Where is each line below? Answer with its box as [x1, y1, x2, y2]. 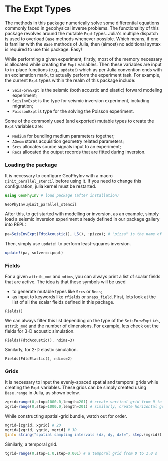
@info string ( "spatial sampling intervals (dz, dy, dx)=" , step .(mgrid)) [5, 432, 162, 437]
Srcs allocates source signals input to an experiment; [12, 143, 121, 149]
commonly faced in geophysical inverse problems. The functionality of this [5, 25, 159, 31]
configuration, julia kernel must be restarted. [5, 183, 96, 189]
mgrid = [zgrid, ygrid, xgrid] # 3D [5, 428, 77, 433]
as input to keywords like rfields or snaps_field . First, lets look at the [12, 294, 156, 300]
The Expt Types [5, 3, 71, 15]
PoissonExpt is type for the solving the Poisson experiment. [12, 108, 134, 114]
